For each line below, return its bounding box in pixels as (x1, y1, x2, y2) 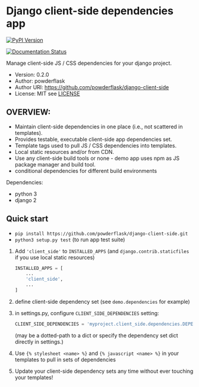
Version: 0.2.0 (14, 71, 49, 78)
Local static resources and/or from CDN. (14, 148, 115, 155)
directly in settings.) (14, 338, 64, 345)
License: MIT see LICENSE (14, 90, 80, 97)
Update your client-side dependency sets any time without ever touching (14, 367, 194, 375)
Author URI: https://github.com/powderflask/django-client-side (14, 83, 169, 90)
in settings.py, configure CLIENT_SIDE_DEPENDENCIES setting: (14, 309, 159, 316)
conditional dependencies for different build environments (14, 167, 157, 174)
